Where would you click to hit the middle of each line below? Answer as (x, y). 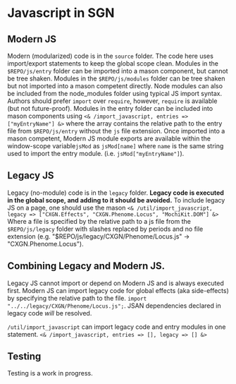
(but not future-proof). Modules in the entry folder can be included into (110, 108)
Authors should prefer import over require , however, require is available (112, 101)
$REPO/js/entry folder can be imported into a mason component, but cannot (118, 71)
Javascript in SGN (61, 13)
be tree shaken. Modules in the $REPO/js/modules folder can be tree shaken (116, 78)
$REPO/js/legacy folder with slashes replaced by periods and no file (105, 229)
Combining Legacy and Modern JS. (86, 266)
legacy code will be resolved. (50, 313)
